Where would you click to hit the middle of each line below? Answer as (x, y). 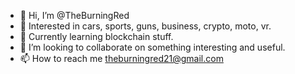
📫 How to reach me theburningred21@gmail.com (121, 58)
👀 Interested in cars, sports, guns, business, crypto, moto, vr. (145, 26)
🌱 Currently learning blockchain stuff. (96, 36)
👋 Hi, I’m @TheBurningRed (74, 15)
